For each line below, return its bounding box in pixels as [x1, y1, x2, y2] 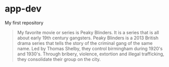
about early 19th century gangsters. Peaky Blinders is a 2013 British [17, 35, 159, 41]
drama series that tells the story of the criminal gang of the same [17, 40, 153, 46]
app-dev [5, 3, 42, 15]
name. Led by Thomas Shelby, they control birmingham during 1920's [17, 45, 163, 51]
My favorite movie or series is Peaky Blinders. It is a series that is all [17, 29, 159, 35]
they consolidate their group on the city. [17, 56, 101, 62]
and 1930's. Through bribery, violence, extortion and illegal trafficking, [17, 51, 164, 57]
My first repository [5, 20, 44, 26]
